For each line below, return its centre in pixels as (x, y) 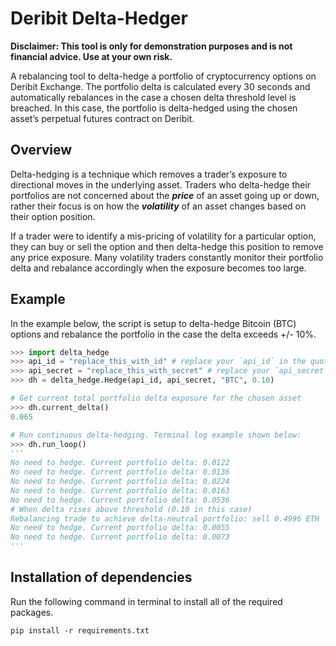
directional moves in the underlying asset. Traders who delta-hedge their (161, 184)
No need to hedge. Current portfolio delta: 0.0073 (120, 537)
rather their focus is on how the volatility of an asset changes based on (158, 206)
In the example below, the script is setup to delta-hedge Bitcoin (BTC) (153, 323)
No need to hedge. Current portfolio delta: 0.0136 (120, 472)
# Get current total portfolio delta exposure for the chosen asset (156, 398)
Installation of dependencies (101, 577)
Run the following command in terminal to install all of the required (146, 601)
